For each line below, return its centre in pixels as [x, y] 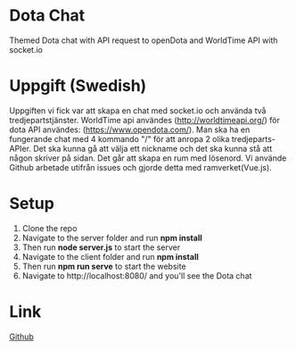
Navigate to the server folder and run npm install [112, 237]
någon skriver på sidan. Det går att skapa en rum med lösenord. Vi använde [148, 158]
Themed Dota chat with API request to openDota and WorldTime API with [144, 40]
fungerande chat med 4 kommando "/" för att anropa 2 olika [119, 138]
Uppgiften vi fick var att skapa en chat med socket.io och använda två [138, 110]
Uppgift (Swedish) [78, 86]
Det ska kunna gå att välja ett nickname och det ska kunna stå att [152, 148]
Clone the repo [49, 228]
